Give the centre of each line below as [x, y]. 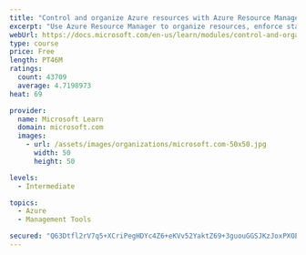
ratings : [26, 69]
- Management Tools [55, 219]
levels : [24, 178]
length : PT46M [36, 60]
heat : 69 [26, 94]
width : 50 [52, 153]
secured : [26, 236]
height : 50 [54, 161]
